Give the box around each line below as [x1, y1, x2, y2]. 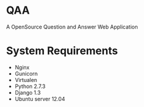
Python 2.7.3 [14, 83, 46, 90]
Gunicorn [14, 70, 38, 77]
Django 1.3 [14, 89, 41, 96]
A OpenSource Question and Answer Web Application [6, 23, 138, 30]
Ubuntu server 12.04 [14, 95, 65, 102]
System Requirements [6, 44, 118, 58]
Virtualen [14, 76, 37, 83]
